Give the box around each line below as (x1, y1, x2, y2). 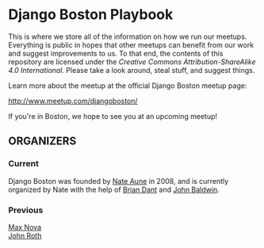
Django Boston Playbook (8, 6, 174, 24)
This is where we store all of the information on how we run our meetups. (8, 32, 247, 41)
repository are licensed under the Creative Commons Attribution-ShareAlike (8, 57, 256, 67)
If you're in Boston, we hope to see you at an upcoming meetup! (8, 111, 218, 120)
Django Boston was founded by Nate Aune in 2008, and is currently (8, 176, 229, 185)
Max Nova (8, 222, 42, 231)
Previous (8, 204, 44, 216)
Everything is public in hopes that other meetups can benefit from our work (8, 40, 254, 49)
